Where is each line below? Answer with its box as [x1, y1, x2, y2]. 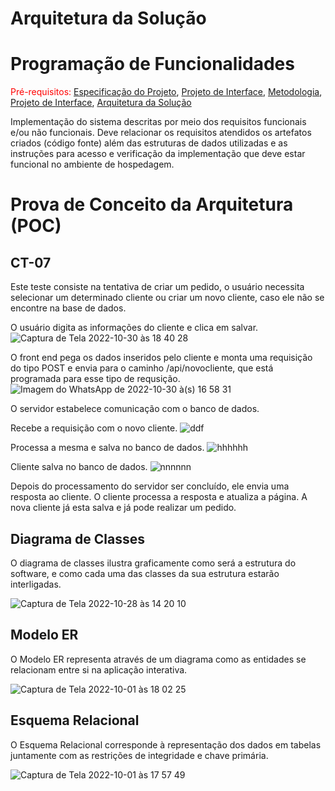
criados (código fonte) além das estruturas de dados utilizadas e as [10, 137, 288, 149]
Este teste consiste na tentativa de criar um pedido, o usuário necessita [10, 281, 305, 293]
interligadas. [10, 578, 62, 590]
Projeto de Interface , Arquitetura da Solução [10, 97, 192, 109]
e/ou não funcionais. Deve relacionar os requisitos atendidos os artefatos [10, 127, 312, 139]
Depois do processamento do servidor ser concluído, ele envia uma [10, 480, 290, 492]
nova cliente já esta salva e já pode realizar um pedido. [10, 502, 237, 514]
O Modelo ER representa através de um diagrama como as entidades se [10, 653, 307, 665]
